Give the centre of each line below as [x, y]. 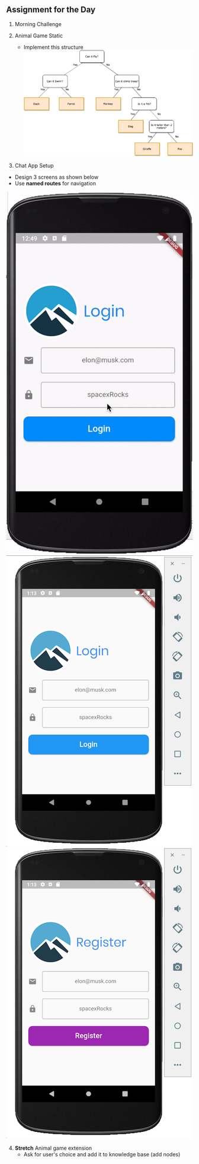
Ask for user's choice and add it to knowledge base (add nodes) [102, 1154]
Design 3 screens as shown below [57, 177]
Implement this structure [54, 47]
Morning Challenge [38, 24]
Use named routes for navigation [55, 184]
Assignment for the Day [51, 10]
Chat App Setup [34, 166]
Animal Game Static [39, 36]
